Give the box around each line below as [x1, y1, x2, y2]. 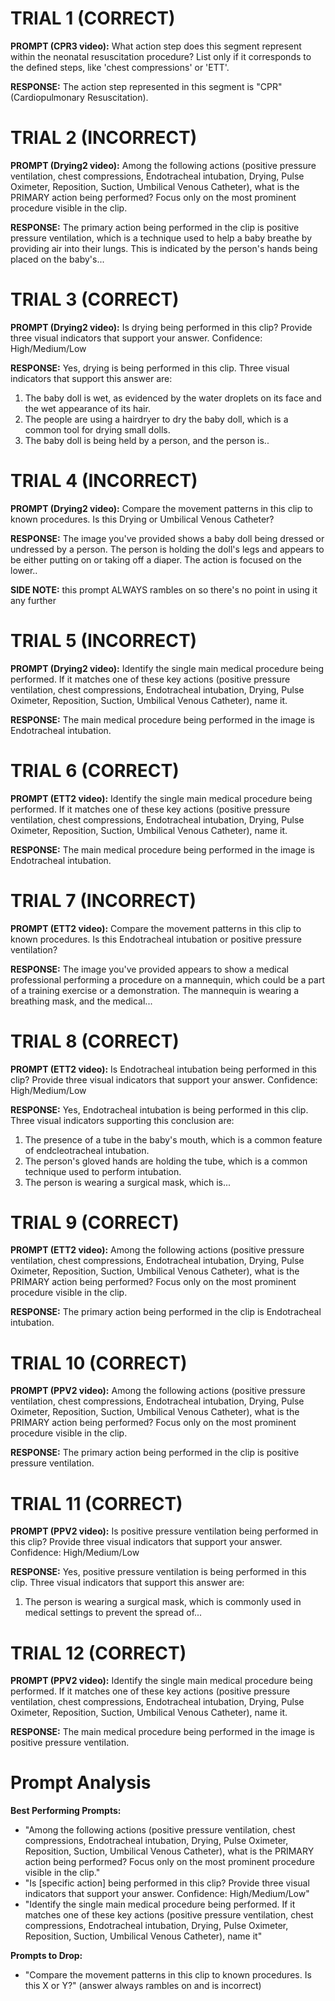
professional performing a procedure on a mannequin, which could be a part [10, 973, 325, 986]
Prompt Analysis [10, 1772, 152, 1794]
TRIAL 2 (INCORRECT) [10, 127, 198, 149]
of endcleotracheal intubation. [24, 1144, 150, 1156]
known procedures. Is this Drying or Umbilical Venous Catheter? [10, 513, 275, 525]
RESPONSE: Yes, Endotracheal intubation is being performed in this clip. [10, 1103, 309, 1116]
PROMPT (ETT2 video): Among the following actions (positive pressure [10, 1244, 305, 1256]
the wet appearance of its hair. [24, 402, 151, 414]
